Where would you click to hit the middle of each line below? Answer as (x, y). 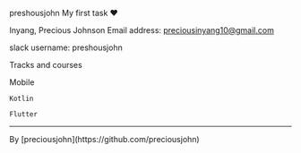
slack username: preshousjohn (66, 47)
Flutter (24, 115)
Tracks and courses (46, 65)
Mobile (22, 82)
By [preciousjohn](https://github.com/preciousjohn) (104, 139)
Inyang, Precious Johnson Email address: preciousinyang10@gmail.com (142, 30)
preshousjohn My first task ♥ (64, 13)
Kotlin (21, 98)
